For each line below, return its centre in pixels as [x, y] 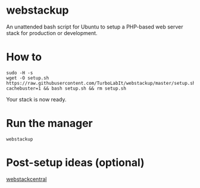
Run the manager [50, 124]
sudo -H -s [20, 73]
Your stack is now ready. [36, 99]
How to [24, 57]
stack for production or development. [52, 33]
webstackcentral [26, 179]
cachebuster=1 [24, 88]
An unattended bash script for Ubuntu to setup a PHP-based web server [95, 27]
